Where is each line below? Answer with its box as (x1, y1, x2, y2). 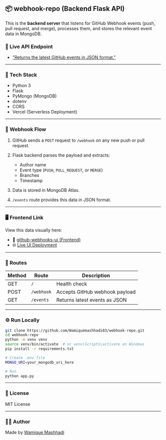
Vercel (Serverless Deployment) (12, 109, 78, 115)
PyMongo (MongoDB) (12, 93, 57, 99)
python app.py (5, 374, 35, 379)
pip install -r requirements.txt (5, 346, 74, 351)
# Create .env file (5, 355, 45, 360)
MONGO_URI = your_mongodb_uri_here (5, 360, 74, 365)
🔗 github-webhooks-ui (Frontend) (12, 237, 81, 242)
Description (82, 272, 110, 279)
